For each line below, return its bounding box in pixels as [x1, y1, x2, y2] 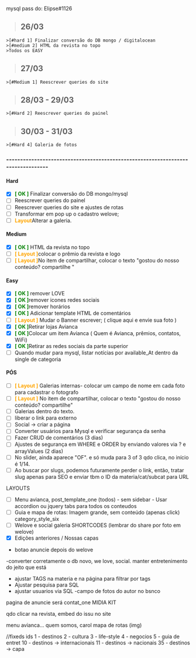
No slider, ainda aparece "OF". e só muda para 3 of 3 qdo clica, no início [14, 454, 189, 461]
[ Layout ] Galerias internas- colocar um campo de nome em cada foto [14, 382, 185, 389]
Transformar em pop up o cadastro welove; [14, 210, 119, 217]
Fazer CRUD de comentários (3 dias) [14, 434, 104, 441]
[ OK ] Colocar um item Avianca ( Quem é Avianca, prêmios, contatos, [14, 329, 181, 336]
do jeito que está [6, 564, 47, 571]
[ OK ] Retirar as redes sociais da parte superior [14, 342, 129, 349]
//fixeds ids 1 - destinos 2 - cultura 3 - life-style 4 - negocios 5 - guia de [6, 633, 180, 640]
